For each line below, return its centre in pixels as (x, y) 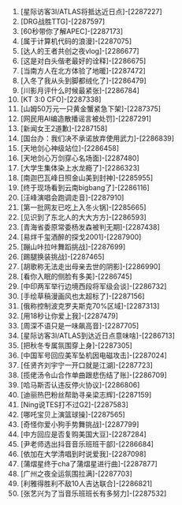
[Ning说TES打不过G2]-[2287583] (74, 404)
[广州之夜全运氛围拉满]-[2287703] (76, 473)
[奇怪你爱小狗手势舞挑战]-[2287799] (80, 424)
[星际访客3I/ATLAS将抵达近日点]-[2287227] (91, 11)
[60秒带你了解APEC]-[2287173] (72, 31)
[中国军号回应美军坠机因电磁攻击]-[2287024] (94, 355)
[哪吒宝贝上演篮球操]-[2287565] (72, 414)
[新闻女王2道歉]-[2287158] (64, 128)
